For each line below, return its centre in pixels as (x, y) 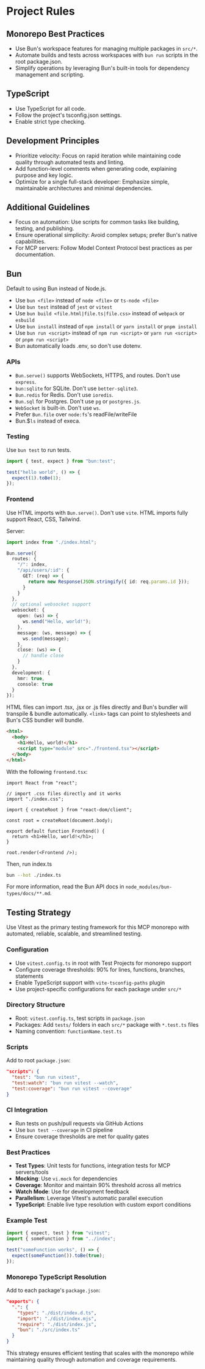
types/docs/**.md (28, 894)
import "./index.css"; (35, 799)
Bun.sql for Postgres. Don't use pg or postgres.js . (78, 401)
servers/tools (32, 1172)
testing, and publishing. (45, 228)
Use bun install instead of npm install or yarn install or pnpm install (106, 326)
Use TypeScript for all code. (50, 108)
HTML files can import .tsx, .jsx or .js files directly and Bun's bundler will (97, 707)
